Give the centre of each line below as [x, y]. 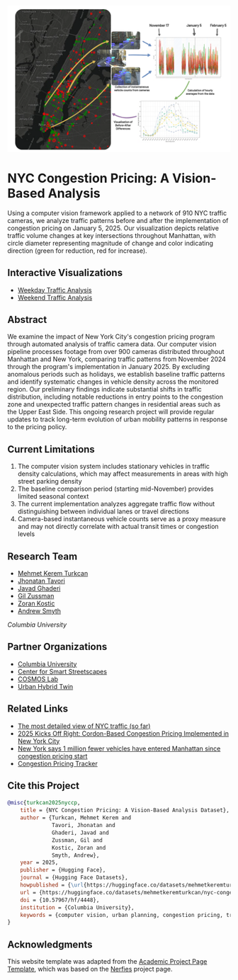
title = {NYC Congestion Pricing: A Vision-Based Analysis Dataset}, [125, 810]
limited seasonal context [53, 496]
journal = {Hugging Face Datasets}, [74, 878]
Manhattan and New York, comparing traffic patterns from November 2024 [117, 359]
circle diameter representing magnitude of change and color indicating [110, 243]
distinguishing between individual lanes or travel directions [103, 511]
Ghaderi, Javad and [81, 833]
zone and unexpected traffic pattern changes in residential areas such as [114, 404]
